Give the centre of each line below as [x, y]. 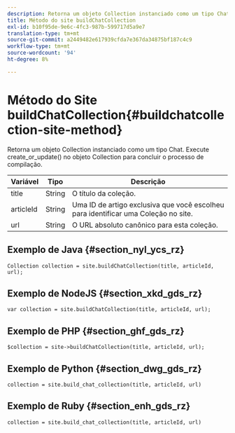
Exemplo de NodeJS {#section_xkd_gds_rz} [105, 293]
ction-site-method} [65, 130]
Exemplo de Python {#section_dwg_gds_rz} [105, 369]
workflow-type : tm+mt [39, 46]
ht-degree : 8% [28, 60]
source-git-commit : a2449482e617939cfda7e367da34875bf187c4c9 [100, 40]
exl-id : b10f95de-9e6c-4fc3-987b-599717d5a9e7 [76, 27]
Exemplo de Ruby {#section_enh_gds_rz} [99, 406]
